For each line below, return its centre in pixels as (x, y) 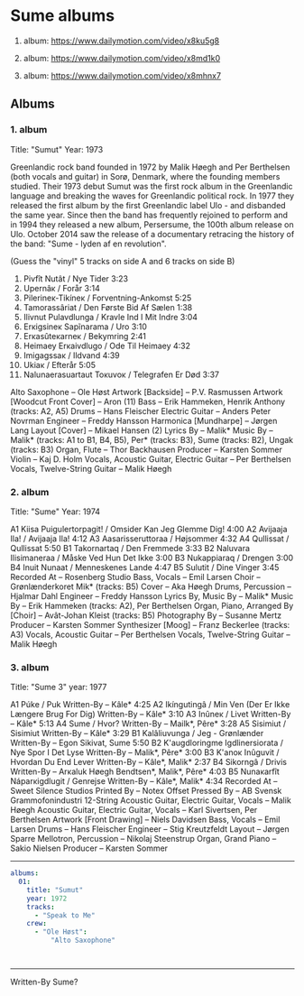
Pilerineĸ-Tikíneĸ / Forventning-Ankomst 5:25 (107, 298)
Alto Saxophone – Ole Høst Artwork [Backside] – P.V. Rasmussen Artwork (147, 392)
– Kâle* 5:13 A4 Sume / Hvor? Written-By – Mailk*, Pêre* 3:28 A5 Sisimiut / (148, 724)
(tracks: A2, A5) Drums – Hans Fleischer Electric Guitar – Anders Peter (141, 410)
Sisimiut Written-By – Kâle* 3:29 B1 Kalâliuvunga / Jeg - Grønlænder (137, 733)
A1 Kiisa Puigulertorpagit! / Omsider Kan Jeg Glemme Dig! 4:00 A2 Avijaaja (149, 529)
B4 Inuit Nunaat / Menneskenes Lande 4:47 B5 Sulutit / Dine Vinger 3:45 (145, 567)
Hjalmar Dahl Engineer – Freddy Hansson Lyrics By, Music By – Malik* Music (152, 595)
